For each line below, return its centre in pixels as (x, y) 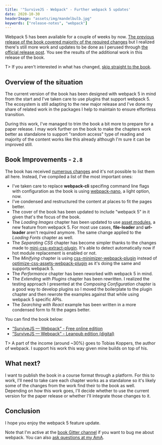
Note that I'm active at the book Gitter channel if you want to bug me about (80, 432)
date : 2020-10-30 (22, 14)
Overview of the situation (44, 82)
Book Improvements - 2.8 (44, 160)
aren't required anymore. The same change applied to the (84, 232)
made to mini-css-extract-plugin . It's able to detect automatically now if (83, 247)
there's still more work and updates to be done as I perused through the (77, 47)
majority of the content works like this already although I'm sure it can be (78, 139)
